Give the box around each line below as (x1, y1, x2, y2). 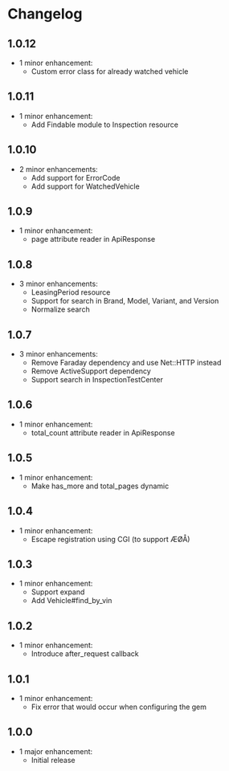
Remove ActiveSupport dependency (31, 366, 152, 376)
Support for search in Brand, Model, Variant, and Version (31, 296, 219, 306)
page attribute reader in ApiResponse (31, 235, 156, 244)
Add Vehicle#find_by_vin (31, 596, 112, 606)
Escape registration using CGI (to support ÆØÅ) (31, 534, 190, 544)
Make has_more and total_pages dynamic (31, 481, 170, 491)
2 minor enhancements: (18, 164, 98, 173)
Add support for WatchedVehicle (31, 182, 140, 191)
